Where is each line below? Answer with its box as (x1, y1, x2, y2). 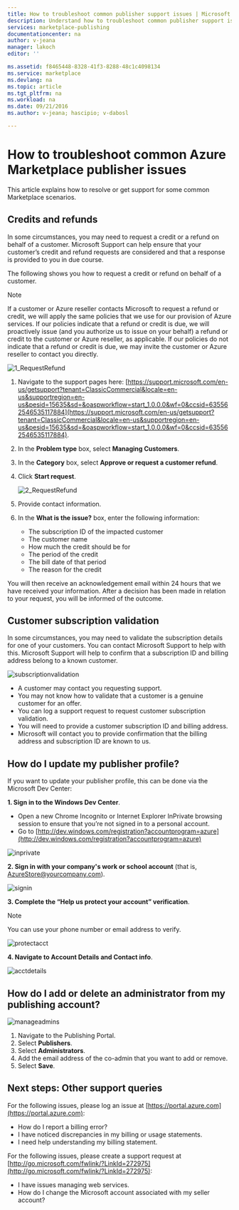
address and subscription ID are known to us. (17, 737, 151, 746)
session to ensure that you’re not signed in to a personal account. (17, 820, 210, 828)
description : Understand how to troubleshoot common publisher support (7, 17, 224, 24)
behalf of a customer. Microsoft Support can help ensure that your (7, 240, 201, 248)
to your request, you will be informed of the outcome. (7, 594, 164, 603)
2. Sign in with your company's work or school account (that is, (7, 863, 197, 871)
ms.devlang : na (7, 76, 53, 83)
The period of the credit (28, 550, 98, 559)
